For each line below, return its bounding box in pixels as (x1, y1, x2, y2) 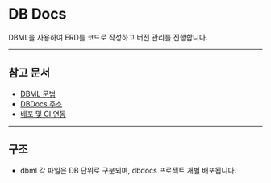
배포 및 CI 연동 (19, 109, 66, 119)
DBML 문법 (19, 89, 56, 98)
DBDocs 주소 (19, 98, 63, 109)
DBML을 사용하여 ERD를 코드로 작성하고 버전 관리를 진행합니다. (8, 32, 208, 42)
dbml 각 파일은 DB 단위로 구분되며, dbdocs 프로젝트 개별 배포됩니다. (19, 165, 237, 175)
